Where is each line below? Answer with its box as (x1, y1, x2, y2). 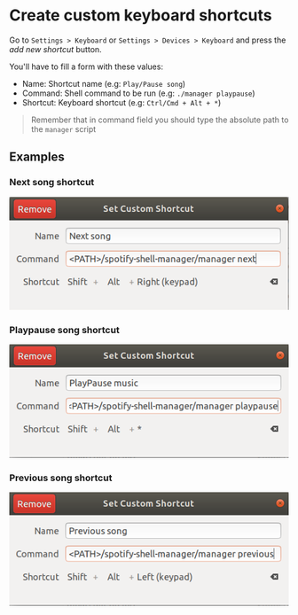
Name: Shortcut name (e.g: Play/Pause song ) (21, 78, 186, 89)
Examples (9, 150, 65, 165)
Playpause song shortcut (9, 323, 120, 336)
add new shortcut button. (9, 43, 102, 54)
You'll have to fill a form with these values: (9, 61, 164, 72)
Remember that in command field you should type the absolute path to (30, 114, 289, 125)
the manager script (30, 123, 97, 134)
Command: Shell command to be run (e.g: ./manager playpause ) (21, 88, 255, 98)
